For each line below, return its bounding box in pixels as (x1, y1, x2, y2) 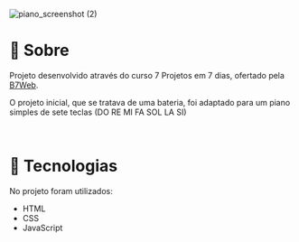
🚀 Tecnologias (9, 156, 118, 176)
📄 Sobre (9, 41, 70, 60)
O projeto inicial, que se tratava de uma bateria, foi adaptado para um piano (9, 97, 291, 107)
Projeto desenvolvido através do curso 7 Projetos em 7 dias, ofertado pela (9, 70, 285, 80)
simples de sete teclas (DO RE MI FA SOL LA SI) (9, 107, 187, 117)
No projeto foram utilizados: (9, 185, 113, 196)
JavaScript (22, 222, 63, 233)
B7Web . (9, 79, 39, 90)
